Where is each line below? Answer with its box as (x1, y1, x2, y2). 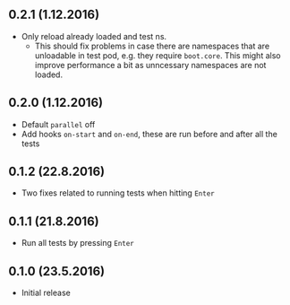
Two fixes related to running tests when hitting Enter (21, 187, 216, 198)
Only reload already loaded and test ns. (21, 30, 167, 41)
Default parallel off (21, 118, 96, 129)
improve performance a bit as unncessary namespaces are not (34, 59, 267, 70)
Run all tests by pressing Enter (21, 238, 135, 248)
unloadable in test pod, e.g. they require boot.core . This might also (34, 49, 281, 61)
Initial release (21, 287, 71, 299)
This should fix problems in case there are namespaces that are (34, 40, 270, 51)
